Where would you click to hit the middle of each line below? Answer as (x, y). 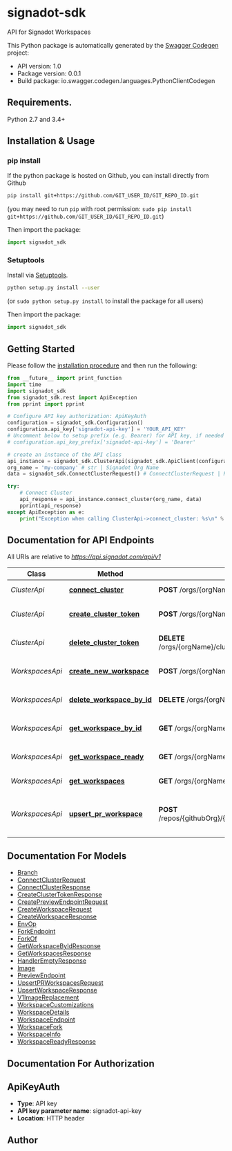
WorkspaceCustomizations (56, 1005)
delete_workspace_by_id (110, 700)
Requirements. (40, 103)
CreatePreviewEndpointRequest (62, 902)
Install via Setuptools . (38, 275)
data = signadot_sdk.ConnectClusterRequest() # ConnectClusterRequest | (114, 474)
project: (18, 53)
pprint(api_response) (50, 506)
